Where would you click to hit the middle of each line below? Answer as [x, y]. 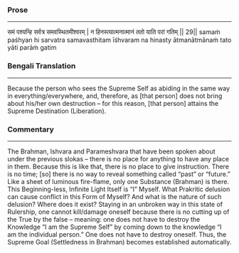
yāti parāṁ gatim [32, 48]
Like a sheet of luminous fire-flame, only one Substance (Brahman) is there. [118, 181]
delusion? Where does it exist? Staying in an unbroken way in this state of [115, 204]
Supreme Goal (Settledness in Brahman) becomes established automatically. [119, 242]
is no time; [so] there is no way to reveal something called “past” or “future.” [119, 174]
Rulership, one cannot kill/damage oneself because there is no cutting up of [118, 212]
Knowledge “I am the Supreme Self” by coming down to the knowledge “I [115, 227]
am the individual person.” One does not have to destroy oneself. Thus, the [117, 234]
